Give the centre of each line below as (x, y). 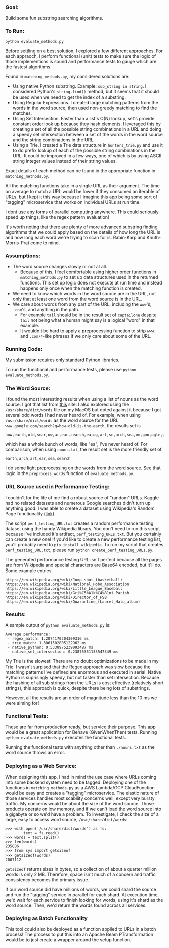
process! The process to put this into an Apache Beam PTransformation (79, 934)
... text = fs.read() (32, 833)
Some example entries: (29, 570)
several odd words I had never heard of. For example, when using (73, 415)
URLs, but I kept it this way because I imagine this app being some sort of (81, 197)
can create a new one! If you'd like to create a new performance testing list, (83, 539)
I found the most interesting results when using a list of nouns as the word (82, 399)
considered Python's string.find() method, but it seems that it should (86, 91)
